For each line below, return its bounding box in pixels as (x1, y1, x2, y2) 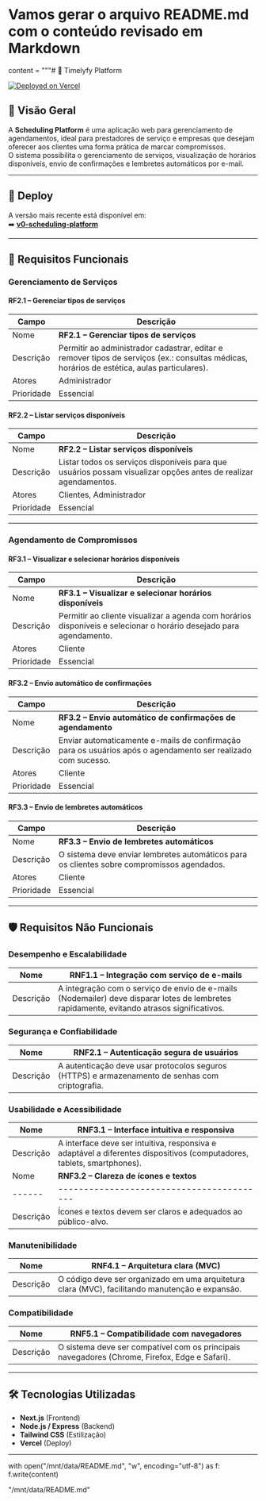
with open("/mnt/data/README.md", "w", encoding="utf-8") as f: (8, 1461, 220, 1470)
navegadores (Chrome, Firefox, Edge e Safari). (58, 1351, 231, 1362)
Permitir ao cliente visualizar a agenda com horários (58, 610, 252, 622)
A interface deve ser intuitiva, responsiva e (58, 1137, 217, 1149)
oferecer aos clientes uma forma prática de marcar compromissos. (8, 141, 226, 152)
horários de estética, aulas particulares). (58, 363, 208, 374)
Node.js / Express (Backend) (19, 1421, 115, 1430)
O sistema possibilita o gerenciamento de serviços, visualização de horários (8, 150, 256, 160)
